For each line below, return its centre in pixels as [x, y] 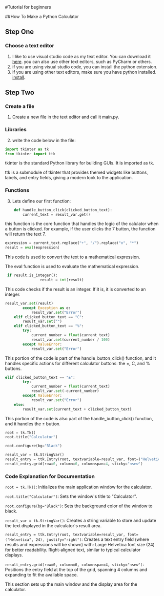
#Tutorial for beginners [28, 7]
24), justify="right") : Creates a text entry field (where [92, 539]
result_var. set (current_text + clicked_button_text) [77, 409]
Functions [17, 190]
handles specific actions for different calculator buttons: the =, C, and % [78, 363]
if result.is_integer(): [32, 275]
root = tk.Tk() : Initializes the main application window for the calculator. [79, 487]
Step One [20, 32]
